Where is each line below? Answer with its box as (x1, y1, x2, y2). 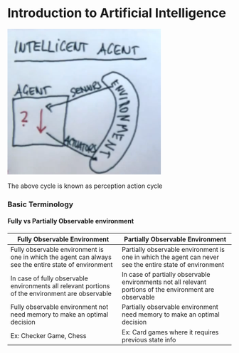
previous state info (122, 335, 176, 344)
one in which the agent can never (122, 253, 219, 261)
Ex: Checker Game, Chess (10, 332, 87, 340)
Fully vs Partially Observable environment (7, 217, 134, 226)
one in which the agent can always (10, 253, 112, 261)
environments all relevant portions (10, 281, 110, 290)
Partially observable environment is (122, 245, 225, 253)
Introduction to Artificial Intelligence (7, 5, 226, 21)
